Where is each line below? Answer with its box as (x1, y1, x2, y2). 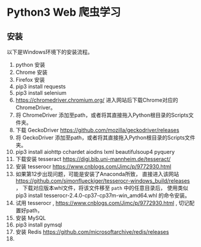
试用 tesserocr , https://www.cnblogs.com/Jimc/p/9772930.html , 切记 (15, 200, 190, 206)
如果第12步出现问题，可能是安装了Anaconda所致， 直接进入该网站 (15, 171, 179, 177)
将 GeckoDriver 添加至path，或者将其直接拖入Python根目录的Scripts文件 (15, 134, 196, 141)
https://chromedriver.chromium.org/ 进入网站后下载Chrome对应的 (15, 97, 179, 103)
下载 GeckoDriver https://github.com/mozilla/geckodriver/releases (15, 127, 179, 133)
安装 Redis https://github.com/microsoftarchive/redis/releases (15, 228, 169, 235)
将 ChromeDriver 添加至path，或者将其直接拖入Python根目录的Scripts (15, 112, 189, 118)
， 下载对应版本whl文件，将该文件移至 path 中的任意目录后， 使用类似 (15, 184, 188, 191)
